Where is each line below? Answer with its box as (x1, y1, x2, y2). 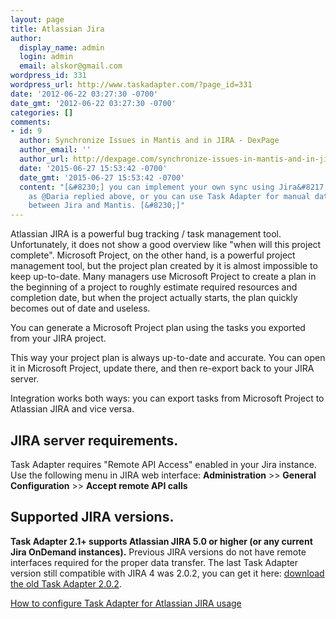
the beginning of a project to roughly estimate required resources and (10, 281, 298, 293)
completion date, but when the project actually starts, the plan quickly (10, 292, 298, 304)
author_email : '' (19, 145, 92, 155)
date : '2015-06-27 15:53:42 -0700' (19, 163, 168, 173)
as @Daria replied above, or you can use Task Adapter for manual (28, 191, 311, 201)
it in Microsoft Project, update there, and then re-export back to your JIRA (10, 362, 315, 375)
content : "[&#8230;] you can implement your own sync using (19, 182, 275, 192)
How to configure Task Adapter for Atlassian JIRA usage (10, 597, 242, 609)
